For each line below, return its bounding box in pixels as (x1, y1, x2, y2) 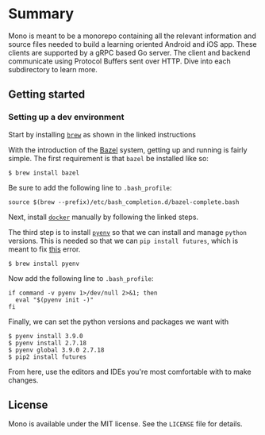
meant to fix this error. (8, 244, 81, 254)
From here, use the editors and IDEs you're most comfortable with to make (8, 367, 252, 376)
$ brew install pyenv (8, 260, 80, 268)
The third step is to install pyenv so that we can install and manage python (8, 227, 248, 237)
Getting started (8, 88, 86, 102)
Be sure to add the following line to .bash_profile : (8, 183, 172, 192)
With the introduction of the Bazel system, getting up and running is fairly (8, 144, 248, 155)
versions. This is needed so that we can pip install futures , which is (8, 236, 239, 245)
